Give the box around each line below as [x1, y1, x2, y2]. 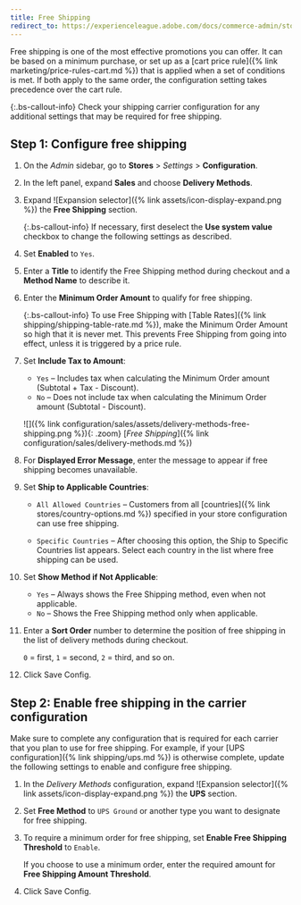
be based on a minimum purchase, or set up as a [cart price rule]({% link [10, 55, 278, 66]
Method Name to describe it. [22, 275, 130, 286]
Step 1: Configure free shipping [10, 136, 187, 152]
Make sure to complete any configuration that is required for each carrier [10, 733, 279, 744]
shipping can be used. [36, 555, 119, 566]
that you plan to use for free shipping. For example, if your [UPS [10, 742, 245, 753]
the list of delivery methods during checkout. [22, 635, 188, 646]
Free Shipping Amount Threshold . [22, 868, 152, 880]
